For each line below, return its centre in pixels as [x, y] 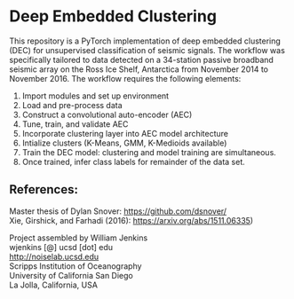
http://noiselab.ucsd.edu [54, 256]
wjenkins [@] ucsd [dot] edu [61, 247]
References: [44, 189]
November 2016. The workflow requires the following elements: [125, 78]
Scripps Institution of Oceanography [75, 266]
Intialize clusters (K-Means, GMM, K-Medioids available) [124, 143]
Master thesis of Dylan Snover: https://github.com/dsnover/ [118, 211]
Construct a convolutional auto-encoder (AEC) [107, 114]
